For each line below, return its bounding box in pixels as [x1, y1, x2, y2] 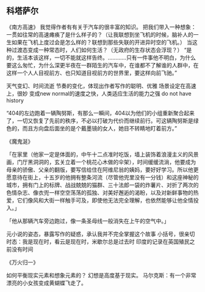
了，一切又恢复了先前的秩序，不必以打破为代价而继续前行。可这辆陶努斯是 [6, 117, 193, 124]
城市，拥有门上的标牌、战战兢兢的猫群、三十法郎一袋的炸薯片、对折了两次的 [6, 181, 199, 189]
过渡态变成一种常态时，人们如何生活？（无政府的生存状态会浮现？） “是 [11, 46, 192, 53]
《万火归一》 [6, 258, 38, 266]
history [6, 97, 24, 104]
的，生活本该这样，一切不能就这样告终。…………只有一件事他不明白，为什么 [6, 54, 196, 61]
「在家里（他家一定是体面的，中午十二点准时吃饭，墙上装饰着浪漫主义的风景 [6, 151, 199, 158]
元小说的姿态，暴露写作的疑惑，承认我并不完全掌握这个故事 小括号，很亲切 [6, 230, 195, 238]
